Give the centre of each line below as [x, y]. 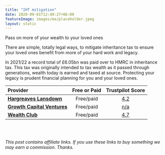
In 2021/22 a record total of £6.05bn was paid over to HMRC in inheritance [81, 62]
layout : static [21, 24]
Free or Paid [86, 90]
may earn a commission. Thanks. [39, 148]
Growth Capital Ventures [38, 107]
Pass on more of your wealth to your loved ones [54, 38]
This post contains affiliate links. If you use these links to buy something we [83, 142]
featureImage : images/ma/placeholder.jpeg [50, 19]
